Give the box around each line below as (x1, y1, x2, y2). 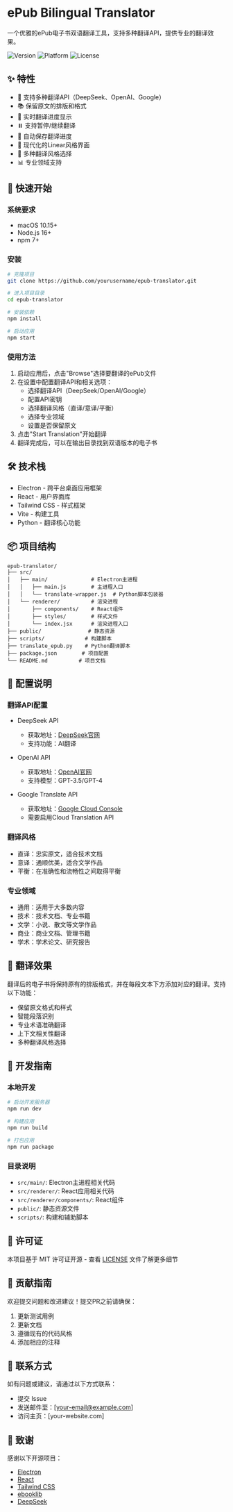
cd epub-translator (7, 297, 64, 304)
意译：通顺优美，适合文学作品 (17, 858, 103, 866)
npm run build (7, 1124, 49, 1131)
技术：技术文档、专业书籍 (17, 911, 91, 920)
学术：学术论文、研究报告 (17, 938, 91, 946)
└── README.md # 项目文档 (7, 657, 106, 664)
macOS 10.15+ (17, 221, 58, 230)
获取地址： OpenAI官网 (27, 767, 92, 776)
